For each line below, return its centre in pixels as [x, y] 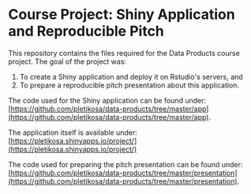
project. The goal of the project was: [67, 62]
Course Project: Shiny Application [122, 15]
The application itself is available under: [73, 132]
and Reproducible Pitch [86, 31]
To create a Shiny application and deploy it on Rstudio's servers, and [131, 76]
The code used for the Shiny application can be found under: [107, 100]
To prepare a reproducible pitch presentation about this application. [129, 85]
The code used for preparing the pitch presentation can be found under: [126, 164]
